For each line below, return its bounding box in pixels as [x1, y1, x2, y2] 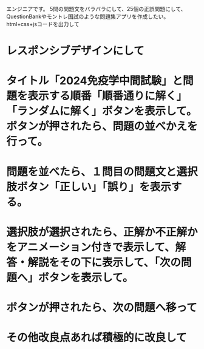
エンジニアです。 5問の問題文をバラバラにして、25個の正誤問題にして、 [6, 5, 186, 12]
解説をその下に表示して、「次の [27, 256, 181, 269]
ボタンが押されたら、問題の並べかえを [6, 120, 199, 134]
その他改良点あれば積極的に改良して [6, 331, 187, 345]
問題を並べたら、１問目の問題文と [6, 164, 177, 178]
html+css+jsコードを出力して [6, 21, 80, 27]
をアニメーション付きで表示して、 [6, 240, 175, 254]
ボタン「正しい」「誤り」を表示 [17, 180, 172, 194]
